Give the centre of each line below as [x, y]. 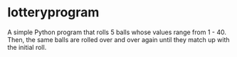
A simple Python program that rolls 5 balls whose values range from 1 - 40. [117, 32]
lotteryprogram [53, 12]
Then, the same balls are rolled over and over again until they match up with [118, 39]
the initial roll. [27, 47]
